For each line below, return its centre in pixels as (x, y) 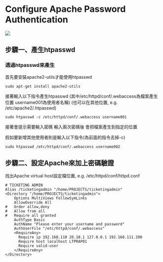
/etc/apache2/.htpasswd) (31, 108)
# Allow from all (25, 211)
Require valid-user (38, 246)
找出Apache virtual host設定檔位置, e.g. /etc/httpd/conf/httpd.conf (73, 176)
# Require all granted (31, 216)
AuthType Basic (30, 220)
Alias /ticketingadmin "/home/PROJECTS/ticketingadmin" (64, 190)
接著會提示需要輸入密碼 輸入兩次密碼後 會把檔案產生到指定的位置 (71, 127)
